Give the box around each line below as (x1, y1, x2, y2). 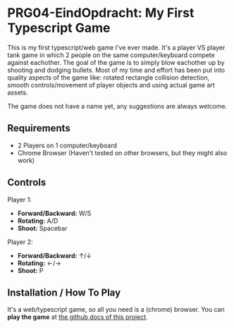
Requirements (7, 122, 70, 135)
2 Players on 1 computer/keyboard (17, 141, 118, 150)
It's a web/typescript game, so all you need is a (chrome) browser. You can (7, 305, 225, 314)
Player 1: (7, 195, 32, 204)
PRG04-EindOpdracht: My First (7, 5, 195, 21)
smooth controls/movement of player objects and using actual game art (7, 80, 215, 89)
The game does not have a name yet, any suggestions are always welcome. (7, 102, 228, 110)
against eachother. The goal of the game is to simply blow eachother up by (7, 58, 225, 66)
